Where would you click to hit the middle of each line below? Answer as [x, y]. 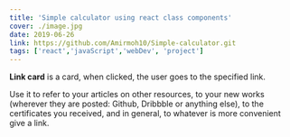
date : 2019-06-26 [42, 34]
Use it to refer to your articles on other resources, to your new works [137, 95]
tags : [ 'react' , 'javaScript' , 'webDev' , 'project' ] [107, 51]
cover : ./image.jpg [46, 26]
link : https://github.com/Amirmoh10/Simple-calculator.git [123, 43]
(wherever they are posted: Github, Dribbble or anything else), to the [137, 104]
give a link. [29, 123]
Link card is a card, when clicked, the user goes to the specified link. [138, 77]
